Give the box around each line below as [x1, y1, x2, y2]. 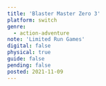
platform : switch [7, 17, 58, 24]
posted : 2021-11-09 [7, 68, 64, 75]
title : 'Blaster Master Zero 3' [7, 10, 100, 17]
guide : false [7, 55, 45, 62]
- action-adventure [13, 29, 70, 37]
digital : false [7, 42, 51, 49]
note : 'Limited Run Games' [7, 36, 85, 43]
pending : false [7, 62, 51, 69]
